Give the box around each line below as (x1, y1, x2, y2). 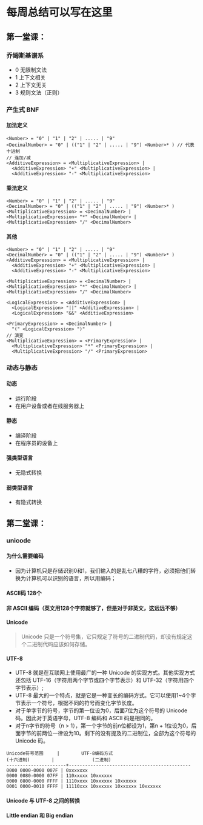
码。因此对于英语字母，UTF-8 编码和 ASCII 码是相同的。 (15, 715, 156, 722)
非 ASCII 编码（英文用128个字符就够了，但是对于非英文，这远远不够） (6, 604, 181, 612)
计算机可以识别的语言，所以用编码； (25, 574, 116, 582)
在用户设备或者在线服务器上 (15, 402, 85, 409)
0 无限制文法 (15, 66, 47, 73)
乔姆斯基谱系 (6, 51, 44, 59)
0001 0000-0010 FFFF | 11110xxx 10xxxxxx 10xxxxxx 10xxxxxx (6, 783, 162, 790)
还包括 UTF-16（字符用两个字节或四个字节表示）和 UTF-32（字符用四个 (15, 676, 195, 684)
